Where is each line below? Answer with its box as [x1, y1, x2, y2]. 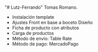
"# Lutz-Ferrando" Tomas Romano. [5, 5, 78, 10]
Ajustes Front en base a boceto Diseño [12, 20, 93, 25]
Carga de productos [12, 30, 54, 36]
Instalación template [12, 14, 55, 20]
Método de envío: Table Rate [12, 35, 72, 41]
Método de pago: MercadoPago [12, 41, 79, 47]
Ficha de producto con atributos [12, 25, 79, 31]
